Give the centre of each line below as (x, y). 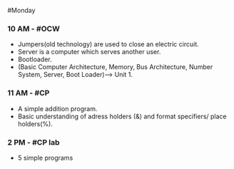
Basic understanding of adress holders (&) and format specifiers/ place (122, 116)
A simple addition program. (57, 108)
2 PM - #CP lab (34, 142)
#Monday (21, 10)
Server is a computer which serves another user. (89, 52)
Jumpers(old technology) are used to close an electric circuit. (108, 44)
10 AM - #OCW (34, 29)
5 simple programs (45, 158)
